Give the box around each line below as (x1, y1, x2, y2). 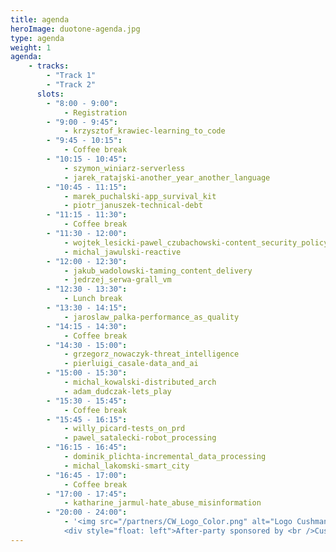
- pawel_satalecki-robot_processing (63, 433, 217, 443)
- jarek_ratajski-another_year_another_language (63, 172, 271, 183)
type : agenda (10, 33, 65, 43)
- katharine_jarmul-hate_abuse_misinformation (63, 498, 262, 508)
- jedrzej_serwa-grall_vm (63, 275, 172, 285)
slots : (36, 89, 65, 99)
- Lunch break (63, 294, 123, 304)
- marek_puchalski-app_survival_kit (63, 191, 217, 201)
